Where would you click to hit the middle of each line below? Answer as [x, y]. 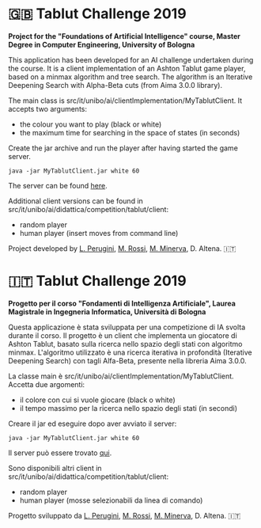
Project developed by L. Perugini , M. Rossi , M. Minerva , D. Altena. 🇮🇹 [122, 248]
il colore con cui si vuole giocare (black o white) [97, 400]
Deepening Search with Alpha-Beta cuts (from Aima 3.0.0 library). [115, 85]
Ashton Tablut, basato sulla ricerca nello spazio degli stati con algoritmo [125, 344]
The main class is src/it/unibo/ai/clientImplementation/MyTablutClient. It [125, 101]
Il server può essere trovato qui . [60, 453]
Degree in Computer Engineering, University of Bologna [102, 44]
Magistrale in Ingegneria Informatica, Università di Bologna [107, 311]
